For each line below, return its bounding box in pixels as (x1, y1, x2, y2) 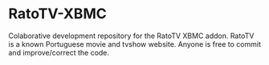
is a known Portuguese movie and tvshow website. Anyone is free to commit (8, 39, 261, 48)
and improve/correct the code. (8, 48, 110, 57)
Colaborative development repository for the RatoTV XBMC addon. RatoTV (8, 31, 255, 40)
